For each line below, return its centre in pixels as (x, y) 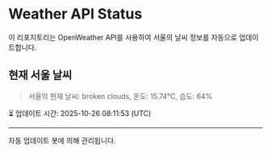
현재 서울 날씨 (40, 75)
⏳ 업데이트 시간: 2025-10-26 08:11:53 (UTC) (80, 113)
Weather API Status (75, 14)
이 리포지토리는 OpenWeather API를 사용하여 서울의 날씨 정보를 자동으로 (123, 37)
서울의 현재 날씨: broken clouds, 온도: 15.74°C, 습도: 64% (120, 96)
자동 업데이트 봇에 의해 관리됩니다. (62, 140)
